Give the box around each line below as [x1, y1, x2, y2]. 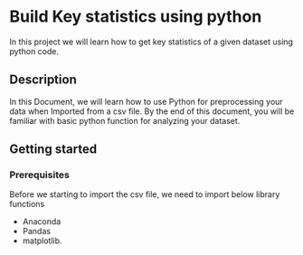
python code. [9, 45, 59, 56]
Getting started [9, 142, 98, 157]
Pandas [22, 226, 52, 237]
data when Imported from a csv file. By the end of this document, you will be [9, 106, 295, 117]
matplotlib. [22, 235, 62, 246]
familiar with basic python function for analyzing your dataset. [9, 115, 241, 126]
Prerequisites [9, 169, 70, 182]
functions [9, 199, 45, 210]
